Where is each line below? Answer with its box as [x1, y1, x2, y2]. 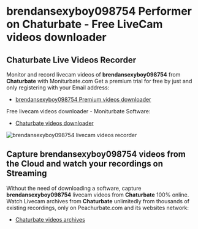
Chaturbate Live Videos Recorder [6, 54, 137, 65]
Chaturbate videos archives [15, 216, 86, 223]
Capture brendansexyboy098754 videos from [6, 149, 186, 160]
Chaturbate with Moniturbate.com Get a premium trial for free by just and [6, 78, 192, 84]
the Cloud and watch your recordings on [6, 159, 164, 169]
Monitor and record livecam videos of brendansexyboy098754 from [6, 71, 181, 78]
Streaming [6, 168, 47, 179]
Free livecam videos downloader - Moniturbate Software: [6, 108, 151, 114]
